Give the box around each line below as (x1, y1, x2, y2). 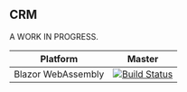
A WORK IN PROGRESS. (9, 31, 99, 41)
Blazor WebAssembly (14, 68, 105, 80)
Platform (40, 52, 79, 65)
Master (126, 52, 159, 65)
